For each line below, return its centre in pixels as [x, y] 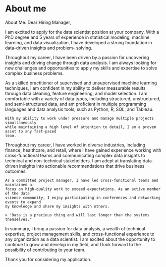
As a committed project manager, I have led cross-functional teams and [82, 180]
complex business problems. [34, 73]
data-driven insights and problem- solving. [49, 48]
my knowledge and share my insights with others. [57, 206]
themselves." [19, 219]
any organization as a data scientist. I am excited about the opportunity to [80, 239]
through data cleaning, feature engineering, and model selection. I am [76, 93]
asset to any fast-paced [31, 131]
